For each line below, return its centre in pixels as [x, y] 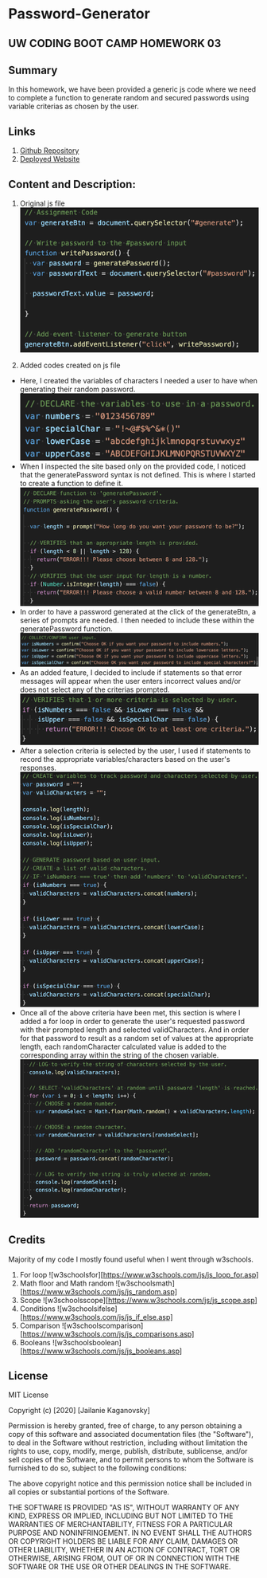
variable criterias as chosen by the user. [74, 106]
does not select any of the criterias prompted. [95, 689]
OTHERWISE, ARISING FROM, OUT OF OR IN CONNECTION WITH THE [124, 1558]
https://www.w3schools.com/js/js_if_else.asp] [98, 1317]
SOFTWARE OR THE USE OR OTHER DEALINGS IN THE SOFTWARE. [120, 1567]
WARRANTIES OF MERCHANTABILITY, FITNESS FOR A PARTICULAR [120, 1525]
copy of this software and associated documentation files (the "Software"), [131, 1435]
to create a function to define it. [71, 484]
